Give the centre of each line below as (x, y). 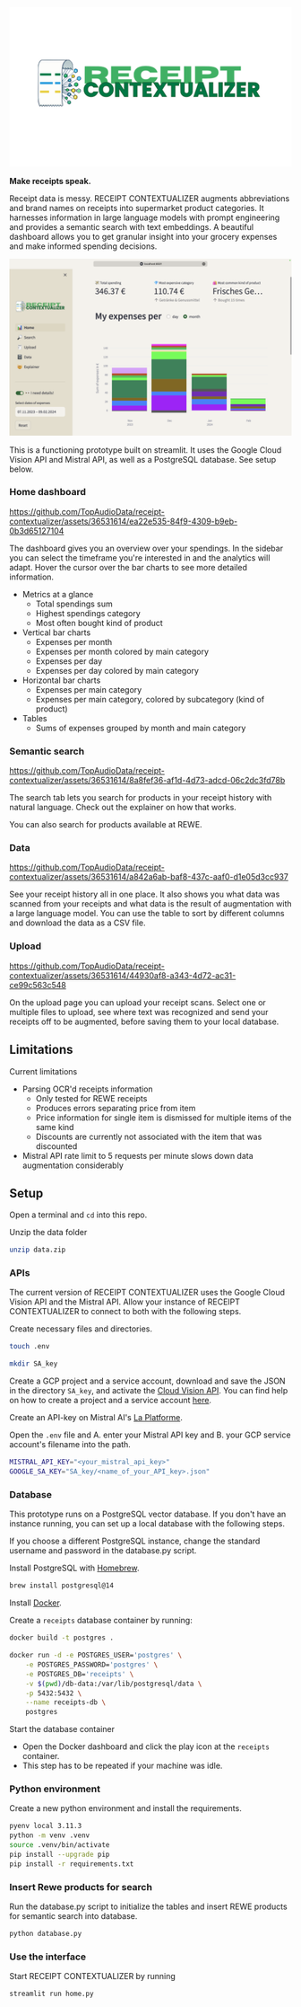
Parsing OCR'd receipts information (88, 1089)
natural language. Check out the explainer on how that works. (123, 808)
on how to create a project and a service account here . (111, 1401)
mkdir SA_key (34, 1364)
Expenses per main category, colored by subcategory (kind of (150, 699)
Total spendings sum (74, 604)
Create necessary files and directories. (81, 1329)
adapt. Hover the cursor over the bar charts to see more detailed (129, 567)
